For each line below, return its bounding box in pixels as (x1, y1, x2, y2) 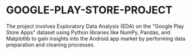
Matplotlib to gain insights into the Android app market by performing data (6, 35, 186, 42)
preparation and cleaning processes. (6, 41, 95, 48)
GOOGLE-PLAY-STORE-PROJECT (6, 3, 173, 17)
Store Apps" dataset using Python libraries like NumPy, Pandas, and (6, 28, 170, 35)
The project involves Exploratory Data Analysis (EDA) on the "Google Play (6, 23, 184, 30)
